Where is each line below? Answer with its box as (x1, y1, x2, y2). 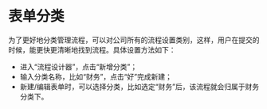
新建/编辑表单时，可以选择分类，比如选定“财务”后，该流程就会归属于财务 (19, 81, 260, 91)
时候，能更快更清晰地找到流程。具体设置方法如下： (8, 45, 176, 54)
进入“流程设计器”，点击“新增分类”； (19, 61, 138, 72)
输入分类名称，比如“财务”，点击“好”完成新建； (19, 72, 173, 81)
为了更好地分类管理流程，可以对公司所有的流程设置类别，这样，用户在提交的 (8, 35, 260, 45)
